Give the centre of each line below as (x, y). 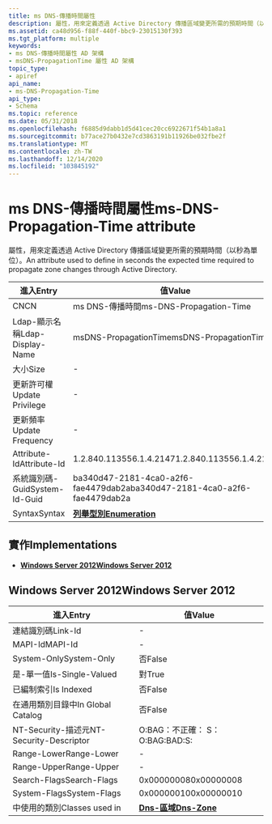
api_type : (25, 99)
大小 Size (29, 369)
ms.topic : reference (43, 114)
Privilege (29, 406)
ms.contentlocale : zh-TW (50, 151)
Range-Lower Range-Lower (66, 754)
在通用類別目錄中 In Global (62, 704)
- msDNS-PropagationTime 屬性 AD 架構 (72, 62)
